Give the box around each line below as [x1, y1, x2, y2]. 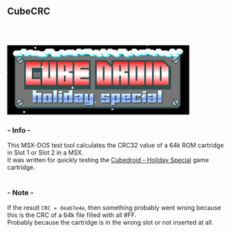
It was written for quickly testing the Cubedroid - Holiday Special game [7, 156, 210, 164]
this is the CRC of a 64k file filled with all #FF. [7, 211, 137, 219]
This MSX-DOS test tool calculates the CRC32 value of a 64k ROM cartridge [7, 141, 224, 150]
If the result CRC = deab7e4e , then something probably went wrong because [7, 204, 221, 212]
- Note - [7, 188, 35, 198]
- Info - [7, 125, 31, 135]
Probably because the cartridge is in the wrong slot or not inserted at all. [7, 218, 214, 227]
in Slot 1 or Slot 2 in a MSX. [7, 148, 84, 157]
